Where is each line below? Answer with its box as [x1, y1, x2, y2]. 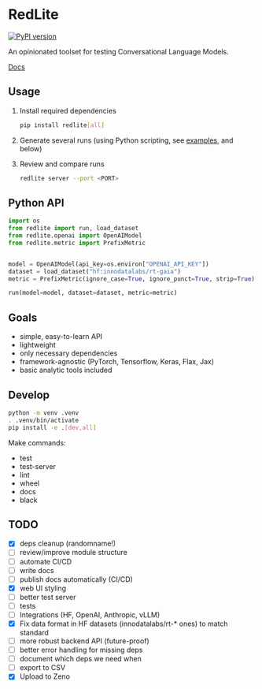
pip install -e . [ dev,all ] [8, 423, 97, 431]
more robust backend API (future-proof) [19, 636, 149, 646]
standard [19, 628, 50, 637]
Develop [8, 388, 50, 401]
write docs [19, 565, 54, 575]
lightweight [19, 341, 57, 350]
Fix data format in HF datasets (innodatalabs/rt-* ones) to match [19, 619, 228, 628]
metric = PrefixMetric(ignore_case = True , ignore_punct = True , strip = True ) [8, 274, 256, 283]
